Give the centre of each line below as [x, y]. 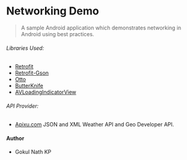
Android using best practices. [57, 34]
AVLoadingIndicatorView [45, 92]
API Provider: [23, 106]
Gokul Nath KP [33, 152]
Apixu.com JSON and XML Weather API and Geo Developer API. [94, 125]
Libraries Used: [25, 48]
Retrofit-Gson [32, 73]
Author [15, 138]
